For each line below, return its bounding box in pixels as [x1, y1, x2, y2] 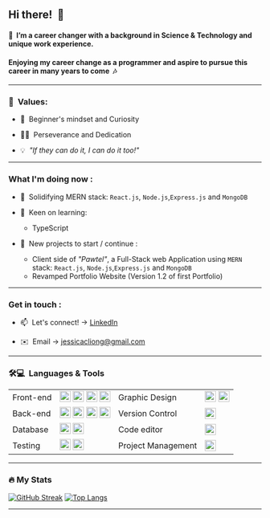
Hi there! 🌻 [8, 8, 65, 22]
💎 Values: [8, 96, 48, 108]
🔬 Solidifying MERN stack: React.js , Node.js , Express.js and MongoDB [19, 192, 248, 202]
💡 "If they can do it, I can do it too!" [19, 145, 140, 155]
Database [12, 424, 49, 435]
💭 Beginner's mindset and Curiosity [19, 114, 140, 124]
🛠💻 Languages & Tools [8, 368, 104, 378]
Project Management [117, 440, 198, 451]
